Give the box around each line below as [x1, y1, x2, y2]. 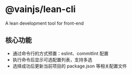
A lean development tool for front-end [5, 20, 84, 26]
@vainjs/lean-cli [5, 4, 76, 15]
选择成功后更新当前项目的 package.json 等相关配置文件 [12, 63, 127, 69]
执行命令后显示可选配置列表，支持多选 [12, 56, 92, 62]
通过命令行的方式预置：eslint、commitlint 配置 [12, 50, 109, 56]
